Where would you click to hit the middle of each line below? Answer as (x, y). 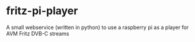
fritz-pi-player (42, 11)
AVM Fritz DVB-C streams (38, 33)
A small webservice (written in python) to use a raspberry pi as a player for (97, 27)
